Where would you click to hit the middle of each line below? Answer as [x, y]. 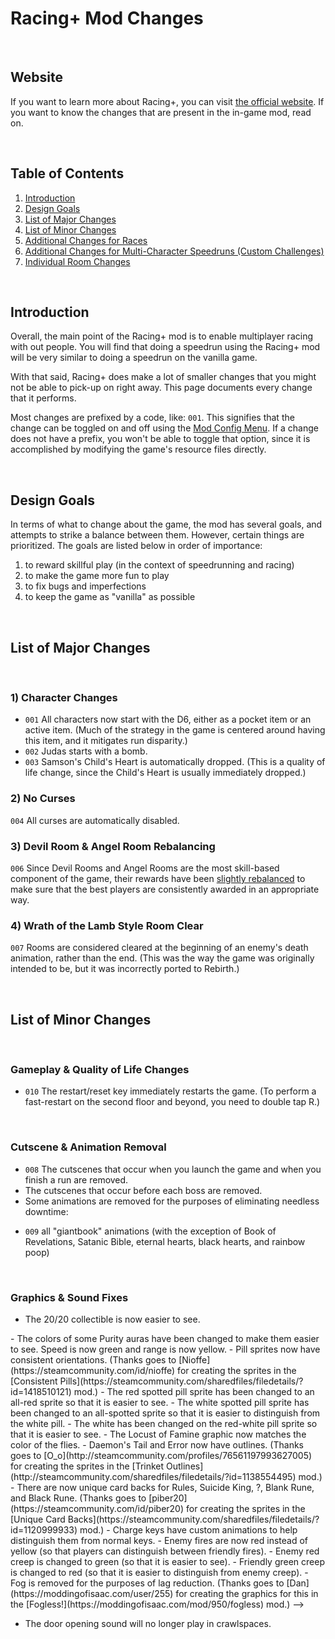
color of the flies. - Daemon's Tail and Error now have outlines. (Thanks [157, 1444]
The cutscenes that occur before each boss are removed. [143, 1190]
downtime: [46, 1211]
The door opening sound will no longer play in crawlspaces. [148, 1623]
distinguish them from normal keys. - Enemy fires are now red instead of [159, 1540]
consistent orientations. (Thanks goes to [93, 1359]
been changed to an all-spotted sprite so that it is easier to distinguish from [165, 1413]
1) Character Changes [64, 697]
